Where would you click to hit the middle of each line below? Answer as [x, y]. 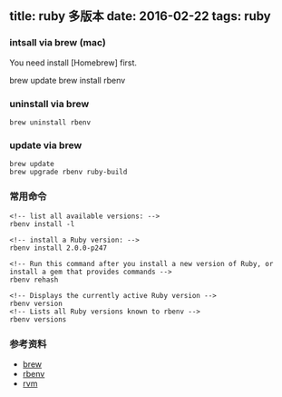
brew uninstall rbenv [50, 122]
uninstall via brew [49, 104]
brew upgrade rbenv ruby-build [68, 172]
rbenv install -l [42, 224]
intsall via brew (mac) [58, 43]
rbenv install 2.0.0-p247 [58, 248]
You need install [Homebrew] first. [73, 63]
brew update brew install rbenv [68, 80]
